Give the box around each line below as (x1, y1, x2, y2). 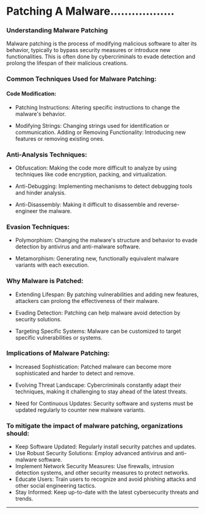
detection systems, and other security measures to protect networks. (15, 469, 190, 477)
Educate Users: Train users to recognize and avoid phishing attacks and (15, 475, 196, 483)
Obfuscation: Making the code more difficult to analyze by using (15, 164, 177, 171)
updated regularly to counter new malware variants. (15, 406, 145, 414)
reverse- (157, 201, 180, 208)
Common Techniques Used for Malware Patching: (6, 75, 157, 83)
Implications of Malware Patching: (6, 349, 110, 357)
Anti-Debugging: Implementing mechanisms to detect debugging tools (15, 182, 193, 190)
